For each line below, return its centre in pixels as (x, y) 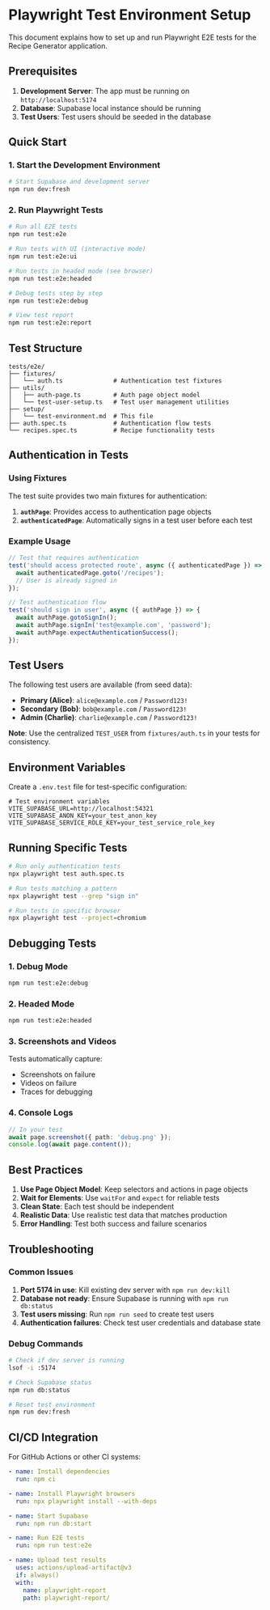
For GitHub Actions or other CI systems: (75, 1457)
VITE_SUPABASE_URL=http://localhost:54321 (81, 809)
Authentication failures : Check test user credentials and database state (140, 1322)
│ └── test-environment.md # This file (81, 417)
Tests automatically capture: (55, 1059)
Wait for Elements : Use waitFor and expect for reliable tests (120, 1198)
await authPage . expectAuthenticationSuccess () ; (97, 633)
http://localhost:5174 (58, 100)
